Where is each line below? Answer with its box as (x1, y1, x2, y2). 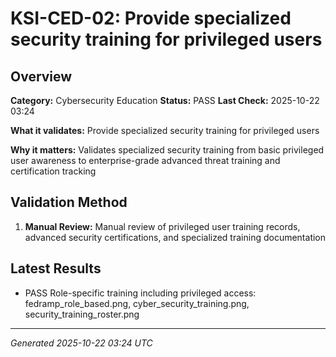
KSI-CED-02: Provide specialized (10, 7, 292, 30)
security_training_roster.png (24, 308, 140, 320)
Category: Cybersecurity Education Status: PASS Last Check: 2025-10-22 (10, 95, 320, 106)
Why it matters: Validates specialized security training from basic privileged (10, 144, 325, 156)
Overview (10, 68, 73, 85)
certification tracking (10, 165, 97, 177)
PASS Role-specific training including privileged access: (24, 287, 257, 299)
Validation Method (10, 194, 128, 211)
